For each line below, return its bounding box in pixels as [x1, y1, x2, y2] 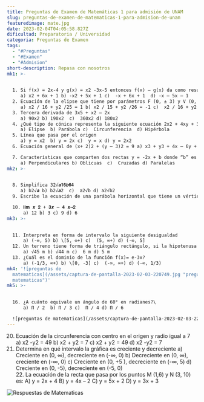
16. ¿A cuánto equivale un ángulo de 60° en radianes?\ [12, 299, 156, 305]
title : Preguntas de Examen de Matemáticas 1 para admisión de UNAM [7, 8, 183, 15]
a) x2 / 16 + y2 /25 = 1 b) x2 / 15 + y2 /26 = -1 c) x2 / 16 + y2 [20, 104, 197, 110]
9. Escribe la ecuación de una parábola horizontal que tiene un [12, 193, 181, 199]
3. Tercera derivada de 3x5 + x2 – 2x [12, 109, 111, 115]
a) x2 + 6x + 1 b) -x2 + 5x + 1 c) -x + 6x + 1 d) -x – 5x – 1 [20, 93, 189, 99]
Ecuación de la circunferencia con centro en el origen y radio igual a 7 [15, 332, 191, 339]
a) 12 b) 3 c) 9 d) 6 [22, 210, 78, 216]
